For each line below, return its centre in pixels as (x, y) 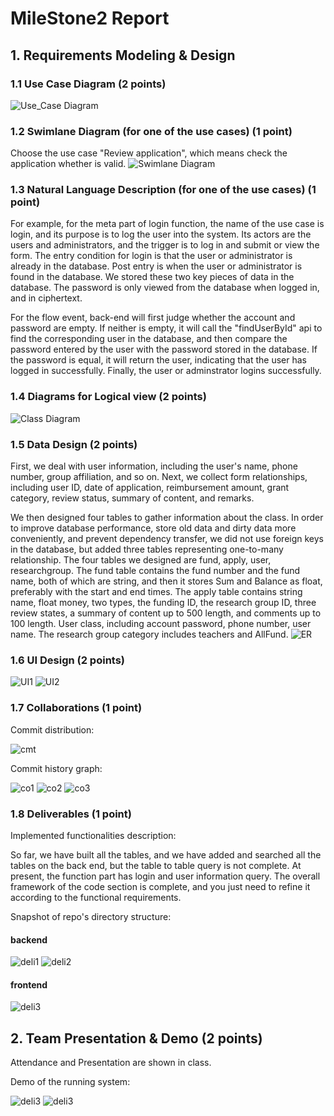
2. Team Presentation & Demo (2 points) (136, 1038)
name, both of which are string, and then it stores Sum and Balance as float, (166, 581)
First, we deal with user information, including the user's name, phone (154, 466)
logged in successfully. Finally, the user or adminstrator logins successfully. (166, 371)
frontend (29, 984)
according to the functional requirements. (96, 897)
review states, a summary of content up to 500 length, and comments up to (166, 613)
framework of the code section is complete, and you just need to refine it (160, 886)
